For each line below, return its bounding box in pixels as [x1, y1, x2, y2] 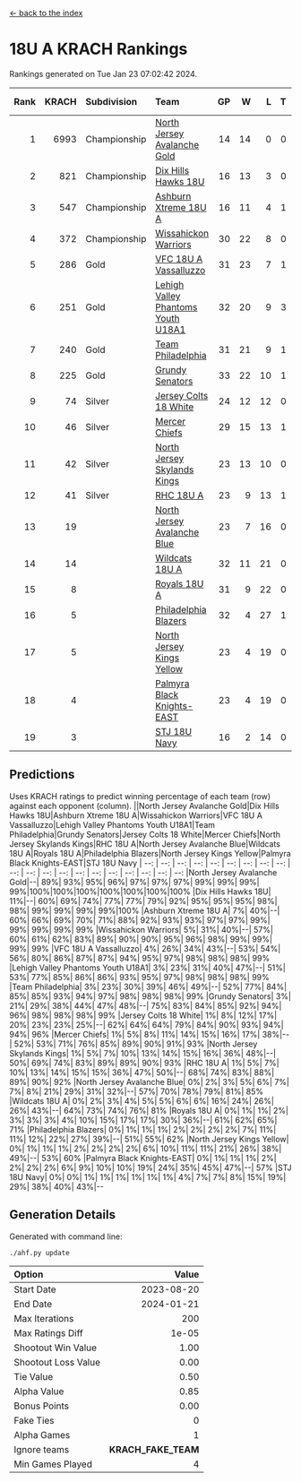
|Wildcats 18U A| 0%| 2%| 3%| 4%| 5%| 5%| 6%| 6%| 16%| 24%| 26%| [9, 1095, 275, 1106]
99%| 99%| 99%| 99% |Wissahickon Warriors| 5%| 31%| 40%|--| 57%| [9, 924, 273, 935]
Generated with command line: [9, 1231, 123, 1242]
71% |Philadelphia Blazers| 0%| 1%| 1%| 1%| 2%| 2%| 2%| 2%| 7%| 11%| [9, 1124, 277, 1134]
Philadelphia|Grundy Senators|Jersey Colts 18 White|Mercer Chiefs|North [9, 829, 280, 840]
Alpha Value [13, 1384, 64, 1397]
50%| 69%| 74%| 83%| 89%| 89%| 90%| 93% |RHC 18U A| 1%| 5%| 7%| [9, 1057, 279, 1068]
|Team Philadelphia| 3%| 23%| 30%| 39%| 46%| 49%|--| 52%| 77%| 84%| [9, 981, 288, 992]
